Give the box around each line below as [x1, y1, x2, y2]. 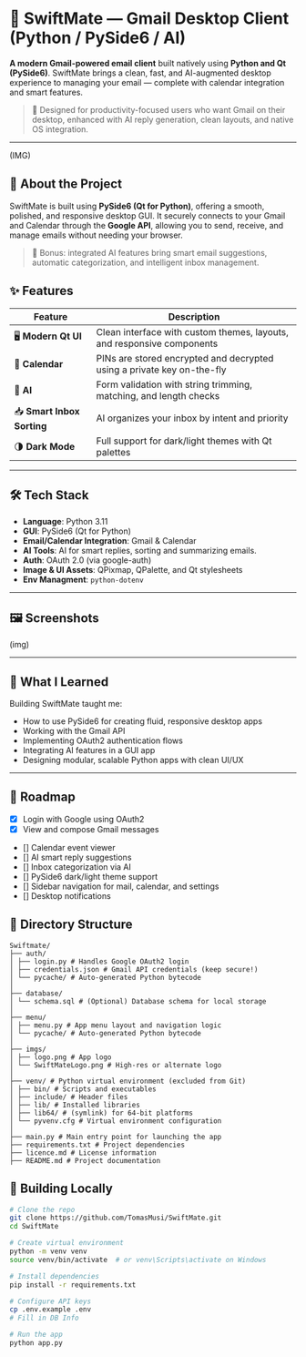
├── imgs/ [9, 1045, 47, 1054]
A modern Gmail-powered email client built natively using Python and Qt [9, 57, 287, 68]
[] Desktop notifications [22, 890, 111, 901]
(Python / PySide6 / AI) [9, 27, 187, 48]
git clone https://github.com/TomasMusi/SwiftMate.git [9, 1213, 222, 1223]
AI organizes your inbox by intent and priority [96, 412, 289, 424]
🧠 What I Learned [9, 674, 109, 689]
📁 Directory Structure [9, 917, 134, 933]
